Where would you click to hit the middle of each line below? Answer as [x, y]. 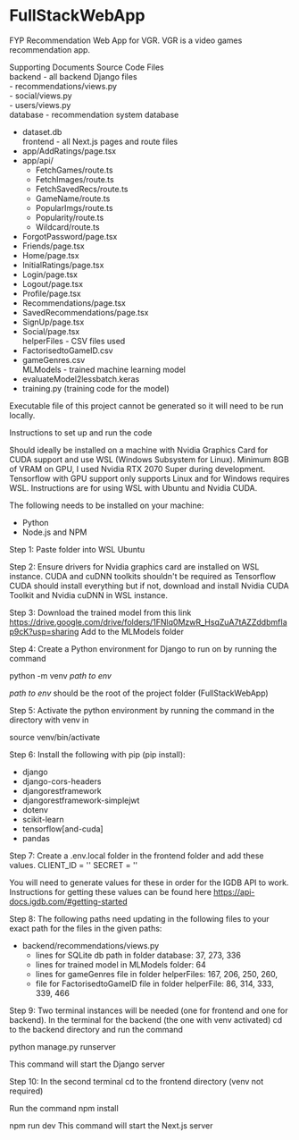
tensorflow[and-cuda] [63, 829]
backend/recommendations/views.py [91, 945]
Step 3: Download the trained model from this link [100, 612]
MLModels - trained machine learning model [104, 369]
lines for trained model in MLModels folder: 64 [121, 964]
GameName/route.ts [73, 198]
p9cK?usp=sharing [44, 631]
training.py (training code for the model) [96, 388]
